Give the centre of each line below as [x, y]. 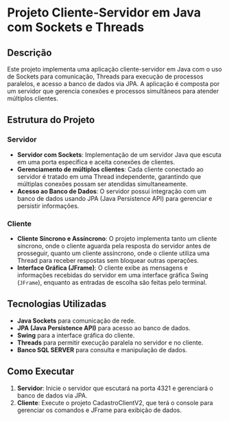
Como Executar [41, 372]
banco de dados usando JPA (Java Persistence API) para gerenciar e [114, 198]
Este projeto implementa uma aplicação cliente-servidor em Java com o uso [114, 69]
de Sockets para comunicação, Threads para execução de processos [105, 76]
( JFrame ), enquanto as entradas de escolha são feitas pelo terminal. [112, 282]
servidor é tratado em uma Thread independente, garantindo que [109, 176]
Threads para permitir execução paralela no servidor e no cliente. [110, 343]
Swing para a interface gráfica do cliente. [76, 335]
